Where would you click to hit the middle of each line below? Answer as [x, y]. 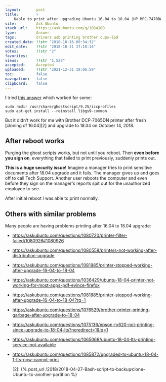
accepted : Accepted [30, 65]
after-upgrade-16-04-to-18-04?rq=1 [49, 300]
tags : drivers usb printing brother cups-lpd [62, 38]
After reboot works [35, 141]
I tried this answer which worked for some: [49, 98]
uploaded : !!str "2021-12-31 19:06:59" [51, 70]
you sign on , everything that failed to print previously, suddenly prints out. [81, 158]
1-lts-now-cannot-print [36, 360]
